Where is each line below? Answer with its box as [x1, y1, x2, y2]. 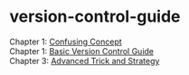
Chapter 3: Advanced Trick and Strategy [9, 55, 160, 66]
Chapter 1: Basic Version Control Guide [9, 45, 155, 56]
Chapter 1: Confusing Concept [9, 36, 122, 47]
